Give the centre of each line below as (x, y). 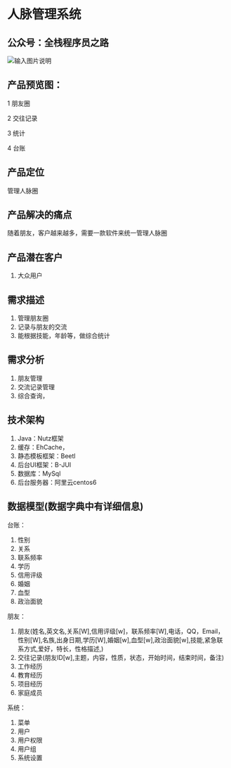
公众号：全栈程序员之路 (58, 43)
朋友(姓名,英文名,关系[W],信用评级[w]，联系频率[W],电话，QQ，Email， (121, 631)
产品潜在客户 (35, 257)
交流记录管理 (36, 386)
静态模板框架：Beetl (46, 456)
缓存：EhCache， (43, 447)
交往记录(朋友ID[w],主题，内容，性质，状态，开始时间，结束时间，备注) (121, 657)
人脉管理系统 (45, 14)
